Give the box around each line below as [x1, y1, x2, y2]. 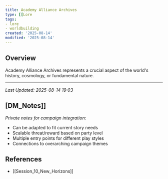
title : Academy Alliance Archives [5, 7, 77, 13]
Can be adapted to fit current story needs [12, 124, 98, 130]
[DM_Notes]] [5, 101, 46, 110]
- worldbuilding [5, 26, 39, 31]
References [5, 155, 42, 163]
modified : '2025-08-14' [5, 36, 55, 41]
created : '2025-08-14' [5, 31, 52, 36]
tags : [5, 17, 16, 22]
